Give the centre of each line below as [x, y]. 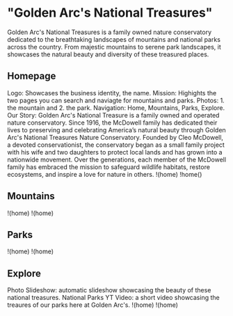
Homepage [32, 76]
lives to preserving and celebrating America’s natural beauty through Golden [116, 129]
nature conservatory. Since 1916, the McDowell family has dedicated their [112, 123]
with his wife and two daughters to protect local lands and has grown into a [115, 152]
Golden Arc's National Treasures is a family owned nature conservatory [110, 32]
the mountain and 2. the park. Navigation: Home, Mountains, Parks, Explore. [116, 108]
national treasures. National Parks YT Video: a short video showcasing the [114, 298]
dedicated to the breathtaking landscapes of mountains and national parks [114, 39]
